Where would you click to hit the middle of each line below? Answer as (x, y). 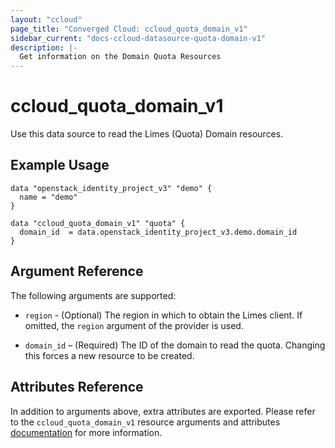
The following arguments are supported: (93, 295)
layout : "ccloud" (46, 19)
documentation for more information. (86, 432)
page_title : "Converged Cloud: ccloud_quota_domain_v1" (129, 29)
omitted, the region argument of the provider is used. (134, 325)
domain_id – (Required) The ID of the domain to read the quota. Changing (175, 345)
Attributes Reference (77, 387)
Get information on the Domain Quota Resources (120, 57)
